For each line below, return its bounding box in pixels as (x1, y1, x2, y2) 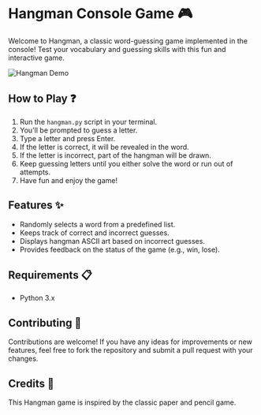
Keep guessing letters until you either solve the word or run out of (19, 159, 233, 168)
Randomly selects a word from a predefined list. (19, 219, 176, 229)
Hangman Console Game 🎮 (8, 5, 193, 23)
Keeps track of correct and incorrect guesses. (19, 228, 170, 237)
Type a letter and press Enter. (19, 133, 116, 143)
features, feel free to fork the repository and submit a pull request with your (8, 346, 254, 355)
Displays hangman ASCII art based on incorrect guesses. (19, 236, 205, 245)
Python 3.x (19, 293, 55, 303)
